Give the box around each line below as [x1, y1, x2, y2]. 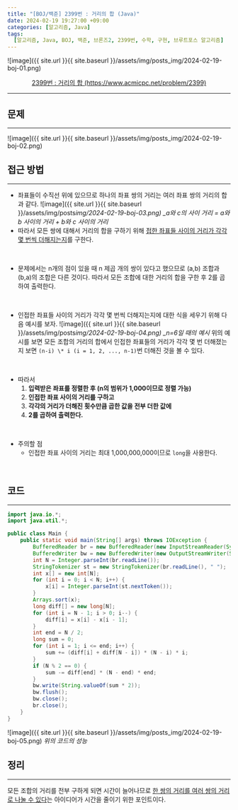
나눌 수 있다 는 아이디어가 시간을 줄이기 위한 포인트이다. [14, 795, 166, 804]
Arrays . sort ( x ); [33, 596, 81, 604]
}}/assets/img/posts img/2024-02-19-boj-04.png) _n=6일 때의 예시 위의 [17, 328, 223, 337]
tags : [7, 30, 23, 38]
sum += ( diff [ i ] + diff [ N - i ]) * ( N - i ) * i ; [45, 649, 189, 657]
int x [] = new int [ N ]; [33, 570, 100, 577]
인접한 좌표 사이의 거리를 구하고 [28, 392, 115, 401]
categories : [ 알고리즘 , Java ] [7, 23, 91, 31]
